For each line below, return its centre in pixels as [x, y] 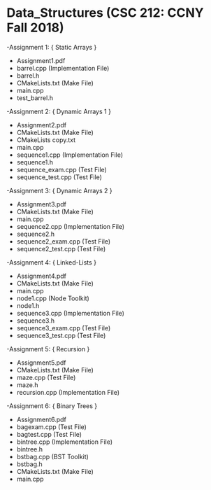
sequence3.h [36, 321]
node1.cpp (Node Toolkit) [53, 298]
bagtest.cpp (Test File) [49, 434]
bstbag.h [29, 464]
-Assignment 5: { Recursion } [48, 349]
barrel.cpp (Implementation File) [63, 68]
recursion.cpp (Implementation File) [68, 392]
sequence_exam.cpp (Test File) [62, 169]
